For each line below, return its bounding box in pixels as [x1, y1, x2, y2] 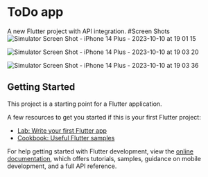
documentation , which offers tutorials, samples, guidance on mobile [7, 154, 201, 162]
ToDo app [7, 4, 64, 20]
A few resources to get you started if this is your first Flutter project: [7, 113, 201, 121]
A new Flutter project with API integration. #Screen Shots [7, 27, 171, 35]
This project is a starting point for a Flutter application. [7, 100, 162, 108]
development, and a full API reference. [7, 162, 117, 170]
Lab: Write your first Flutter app [17, 126, 107, 135]
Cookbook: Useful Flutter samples [17, 133, 115, 142]
